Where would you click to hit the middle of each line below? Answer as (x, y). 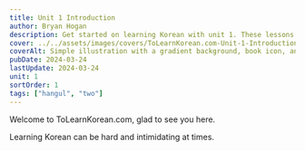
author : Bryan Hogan (49, 26)
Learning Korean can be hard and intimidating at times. (112, 137)
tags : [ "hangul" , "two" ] (56, 93)
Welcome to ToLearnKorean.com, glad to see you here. (113, 119)
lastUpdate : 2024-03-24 (54, 69)
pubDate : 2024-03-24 (49, 60)
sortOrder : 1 (34, 85)
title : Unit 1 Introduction (63, 18)
